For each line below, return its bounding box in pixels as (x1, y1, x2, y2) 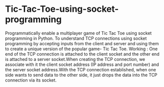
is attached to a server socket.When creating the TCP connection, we (5, 56, 145, 62)
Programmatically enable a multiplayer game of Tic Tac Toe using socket (5, 30, 152, 36)
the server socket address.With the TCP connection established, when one (5, 66, 156, 72)
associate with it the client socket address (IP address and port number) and (5, 61, 159, 67)
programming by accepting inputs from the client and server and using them (5, 40, 159, 46)
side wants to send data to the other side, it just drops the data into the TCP (5, 72, 158, 78)
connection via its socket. (5, 77, 57, 83)
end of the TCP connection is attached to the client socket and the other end (5, 51, 160, 57)
